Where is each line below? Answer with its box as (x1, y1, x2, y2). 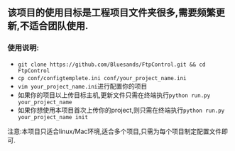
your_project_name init (17, 113, 89, 121)
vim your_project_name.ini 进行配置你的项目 (17, 82, 148, 90)
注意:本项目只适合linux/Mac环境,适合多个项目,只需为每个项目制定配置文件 (7, 127, 222, 135)
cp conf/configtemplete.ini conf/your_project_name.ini (17, 74, 187, 82)
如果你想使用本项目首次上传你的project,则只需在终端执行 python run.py (17, 106, 225, 114)
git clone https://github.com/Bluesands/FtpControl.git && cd (17, 61, 206, 68)
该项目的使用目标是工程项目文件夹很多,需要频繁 (7, 6, 217, 19)
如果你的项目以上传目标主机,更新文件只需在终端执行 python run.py (17, 91, 211, 99)
